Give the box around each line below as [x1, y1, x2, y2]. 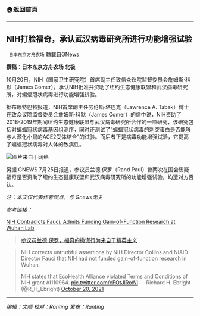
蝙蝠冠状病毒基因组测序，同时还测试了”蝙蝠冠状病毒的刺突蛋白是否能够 [16, 126, 192, 133]
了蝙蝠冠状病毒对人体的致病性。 [6, 141, 85, 148]
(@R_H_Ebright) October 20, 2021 [20, 286, 104, 293]
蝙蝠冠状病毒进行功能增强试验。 [21, 91, 100, 98]
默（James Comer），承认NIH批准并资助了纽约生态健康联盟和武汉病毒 [6, 83, 177, 90]
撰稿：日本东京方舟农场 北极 [6, 64, 76, 71]
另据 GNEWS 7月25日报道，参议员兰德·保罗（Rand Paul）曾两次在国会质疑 [6, 166, 189, 173]
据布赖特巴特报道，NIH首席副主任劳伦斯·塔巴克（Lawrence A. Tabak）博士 [6, 104, 189, 111]
